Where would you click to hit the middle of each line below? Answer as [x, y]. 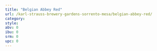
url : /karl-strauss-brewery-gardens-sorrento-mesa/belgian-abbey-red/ [79, 14]
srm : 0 [12, 37]
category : [15, 18]
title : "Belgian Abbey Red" [34, 9]
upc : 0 [12, 41]
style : [12, 23]
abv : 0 [12, 28]
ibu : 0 [12, 32]
